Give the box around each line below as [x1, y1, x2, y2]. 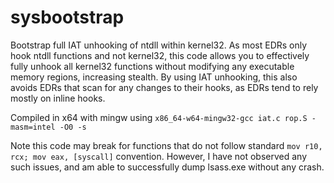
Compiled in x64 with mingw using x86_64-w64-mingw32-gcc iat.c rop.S [10, 111, 308, 123]
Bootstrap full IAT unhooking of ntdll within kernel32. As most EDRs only [10, 39, 308, 51]
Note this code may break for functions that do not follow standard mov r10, [10, 139, 323, 151]
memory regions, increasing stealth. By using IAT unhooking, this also [10, 71, 298, 83]
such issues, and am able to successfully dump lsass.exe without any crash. [10, 161, 325, 173]
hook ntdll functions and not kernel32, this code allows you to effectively [10, 49, 310, 61]
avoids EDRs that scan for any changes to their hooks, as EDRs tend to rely [10, 81, 319, 93]
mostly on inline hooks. [10, 92, 106, 104]
